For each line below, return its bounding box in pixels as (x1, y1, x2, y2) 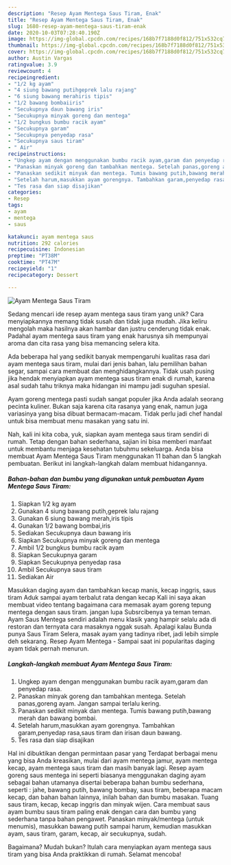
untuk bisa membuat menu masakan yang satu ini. (8, 416, 149, 425)
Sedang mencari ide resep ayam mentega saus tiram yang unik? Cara (8, 310, 204, 318)
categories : (8, 189, 42, 196)
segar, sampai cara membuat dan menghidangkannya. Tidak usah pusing (8, 367, 215, 375)
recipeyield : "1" (8, 265, 58, 272)
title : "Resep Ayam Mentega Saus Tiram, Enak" (8, 16, 143, 23)
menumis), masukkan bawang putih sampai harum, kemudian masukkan (8, 822, 212, 830)
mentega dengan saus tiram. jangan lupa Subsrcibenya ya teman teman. (8, 607, 212, 616)
